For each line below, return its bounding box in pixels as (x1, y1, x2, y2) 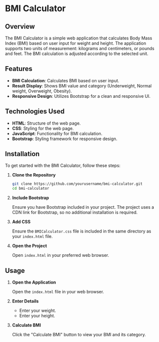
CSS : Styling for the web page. (12, 125, 74, 131)
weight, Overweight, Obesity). (12, 88, 72, 94)
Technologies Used (5, 108, 64, 116)
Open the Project (12, 243, 47, 249)
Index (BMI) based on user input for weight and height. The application (5, 40, 146, 46)
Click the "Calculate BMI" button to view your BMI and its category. (12, 332, 146, 337)
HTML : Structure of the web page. (12, 120, 81, 126)
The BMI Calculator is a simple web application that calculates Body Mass (5, 35, 153, 41)
